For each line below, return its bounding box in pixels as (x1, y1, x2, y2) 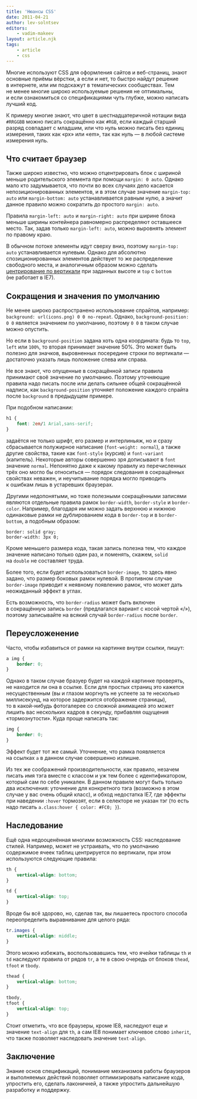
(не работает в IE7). (6, 274, 55, 281)
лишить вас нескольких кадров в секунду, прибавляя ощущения (6, 708, 169, 716)
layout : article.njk (6, 36, 57, 42)
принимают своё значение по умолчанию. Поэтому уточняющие (6, 373, 171, 381)
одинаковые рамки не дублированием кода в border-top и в (6, 511, 158, 518)
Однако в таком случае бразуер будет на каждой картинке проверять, (6, 677, 185, 684)
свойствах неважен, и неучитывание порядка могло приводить (6, 474, 166, 482)
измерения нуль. (6, 136, 49, 144)
